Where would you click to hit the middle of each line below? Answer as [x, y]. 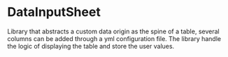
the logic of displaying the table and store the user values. [91, 46]
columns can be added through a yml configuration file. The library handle [114, 38]
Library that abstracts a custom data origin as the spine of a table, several [113, 31]
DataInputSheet [54, 12]
